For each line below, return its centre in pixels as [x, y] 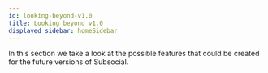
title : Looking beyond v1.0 [56, 23]
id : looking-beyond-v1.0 [50, 16]
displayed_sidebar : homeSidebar [63, 30]
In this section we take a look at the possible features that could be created [134, 54]
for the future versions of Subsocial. [69, 62]
